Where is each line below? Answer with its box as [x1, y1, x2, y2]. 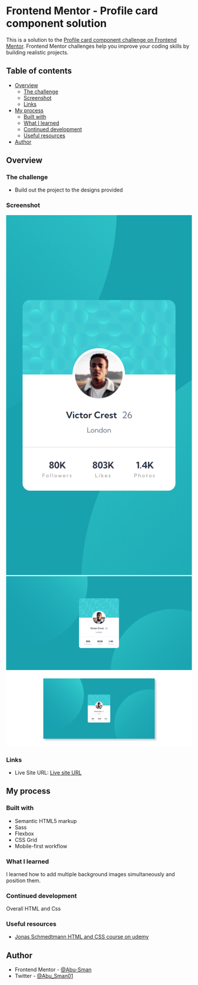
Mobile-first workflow [14, 843, 68, 850]
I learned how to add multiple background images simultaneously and [6, 870, 175, 877]
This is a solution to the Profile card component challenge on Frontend [6, 36, 177, 43]
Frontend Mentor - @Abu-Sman [14, 966, 92, 973]
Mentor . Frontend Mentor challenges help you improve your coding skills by [6, 43, 190, 50]
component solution [6, 17, 107, 30]
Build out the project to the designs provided [14, 186, 123, 193]
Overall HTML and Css [6, 905, 61, 912]
